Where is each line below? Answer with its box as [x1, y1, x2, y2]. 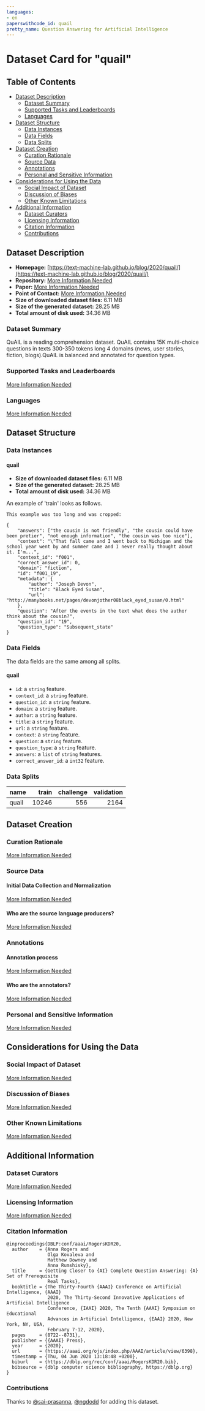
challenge [58, 788, 88, 796]
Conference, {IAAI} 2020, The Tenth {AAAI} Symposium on [47, 1306, 196, 1312]
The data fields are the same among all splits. [6, 657, 121, 665]
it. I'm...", [6, 549, 40, 555]
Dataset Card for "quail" [6, 53, 132, 66]
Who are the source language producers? [6, 909, 114, 917]
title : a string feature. [15, 717, 75, 725]
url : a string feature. [15, 724, 69, 732]
